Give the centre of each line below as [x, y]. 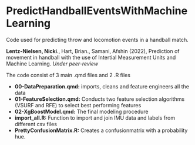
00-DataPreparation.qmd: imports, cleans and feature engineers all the [102, 86]
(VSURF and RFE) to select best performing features [78, 105]
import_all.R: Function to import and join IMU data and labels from [95, 118]
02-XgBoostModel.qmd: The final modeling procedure [81, 111]
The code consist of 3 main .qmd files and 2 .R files [68, 75]
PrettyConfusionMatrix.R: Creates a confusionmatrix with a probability [101, 130]
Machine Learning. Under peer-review [52, 64]
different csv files [36, 124]
